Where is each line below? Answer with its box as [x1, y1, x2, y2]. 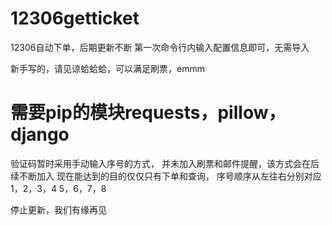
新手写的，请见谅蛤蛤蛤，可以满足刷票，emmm [10, 62, 205, 74]
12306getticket [10, 7, 140, 30]
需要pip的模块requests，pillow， [10, 102, 287, 124]
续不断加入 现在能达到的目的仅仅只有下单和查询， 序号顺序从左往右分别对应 [10, 170, 322, 182]
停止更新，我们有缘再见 [10, 203, 107, 216]
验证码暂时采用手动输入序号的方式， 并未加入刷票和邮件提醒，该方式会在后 [10, 157, 320, 169]
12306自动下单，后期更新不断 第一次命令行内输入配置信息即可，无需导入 [10, 41, 310, 53]
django [10, 123, 70, 146]
